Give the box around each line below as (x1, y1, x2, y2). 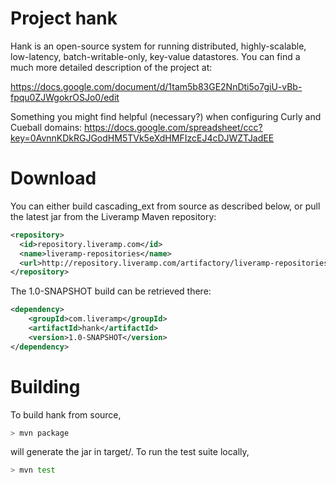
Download (10, 167, 97, 190)
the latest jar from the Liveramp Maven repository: (10, 210, 217, 222)
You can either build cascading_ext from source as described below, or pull (10, 200, 321, 212)
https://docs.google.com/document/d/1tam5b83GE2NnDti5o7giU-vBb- (10, 80, 303, 92)
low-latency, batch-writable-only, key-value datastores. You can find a (10, 50, 301, 62)
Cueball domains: (10, 121, 83, 133)
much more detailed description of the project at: (10, 61, 213, 73)
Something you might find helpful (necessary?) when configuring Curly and (10, 110, 322, 122)
